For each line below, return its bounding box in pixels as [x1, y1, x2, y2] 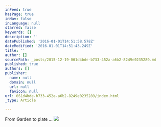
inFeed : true [5, 7, 32, 12]
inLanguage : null [5, 21, 41, 26]
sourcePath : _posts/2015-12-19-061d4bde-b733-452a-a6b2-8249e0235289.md [5, 57, 157, 62]
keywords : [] [5, 30, 32, 35]
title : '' [5, 48, 25, 53]
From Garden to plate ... [5, 116, 53, 122]
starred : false [5, 25, 36, 30]
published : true [5, 62, 38, 66]
